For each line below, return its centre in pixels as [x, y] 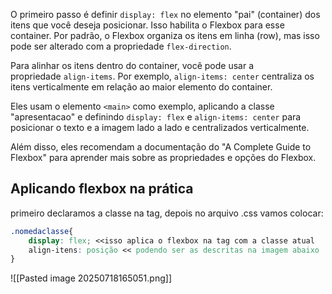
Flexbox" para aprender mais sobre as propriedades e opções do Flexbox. [163, 157]
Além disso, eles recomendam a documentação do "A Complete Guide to [161, 147]
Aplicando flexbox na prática [102, 189]
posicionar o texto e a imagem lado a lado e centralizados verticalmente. [160, 127]
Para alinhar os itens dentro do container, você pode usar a [132, 65]
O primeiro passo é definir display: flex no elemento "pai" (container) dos [165, 14]
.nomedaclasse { [42, 231]
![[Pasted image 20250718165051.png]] [91, 278]
